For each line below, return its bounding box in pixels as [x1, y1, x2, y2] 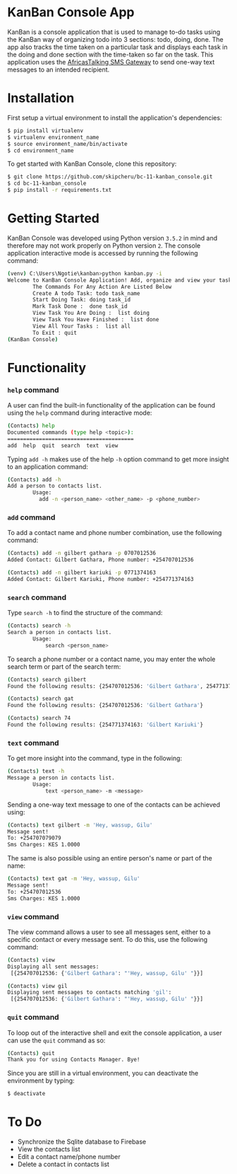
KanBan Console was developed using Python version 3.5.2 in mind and [7, 234, 218, 242]
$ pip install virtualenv [7, 127, 83, 134]
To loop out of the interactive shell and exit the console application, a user [7, 1028, 222, 1037]
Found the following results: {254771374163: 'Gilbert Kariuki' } [7, 721, 203, 729]
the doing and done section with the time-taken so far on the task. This [7, 50, 214, 59]
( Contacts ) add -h [7, 476, 61, 483]
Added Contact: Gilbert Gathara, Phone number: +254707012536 [7, 556, 194, 563]
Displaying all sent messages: [7, 963, 99, 970]
